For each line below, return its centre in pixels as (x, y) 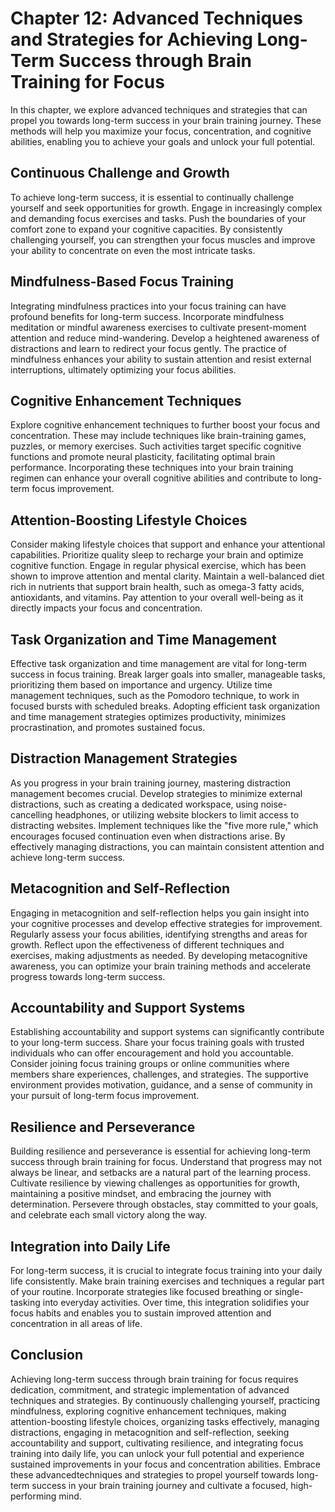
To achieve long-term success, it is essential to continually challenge (152, 197)
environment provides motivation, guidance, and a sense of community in (161, 1085)
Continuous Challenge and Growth (120, 173)
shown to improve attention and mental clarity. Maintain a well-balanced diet (167, 576)
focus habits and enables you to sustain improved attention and (141, 1313)
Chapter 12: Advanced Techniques (156, 18)
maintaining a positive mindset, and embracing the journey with (141, 1194)
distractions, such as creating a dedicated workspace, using (134, 804)
